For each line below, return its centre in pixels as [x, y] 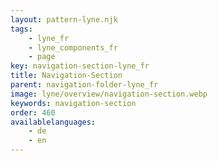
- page [42, 57]
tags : [21, 29]
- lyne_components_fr [73, 47]
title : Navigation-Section [66, 76]
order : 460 [33, 112]
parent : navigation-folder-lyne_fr [84, 85]
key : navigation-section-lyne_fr [80, 66]
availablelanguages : [53, 122]
